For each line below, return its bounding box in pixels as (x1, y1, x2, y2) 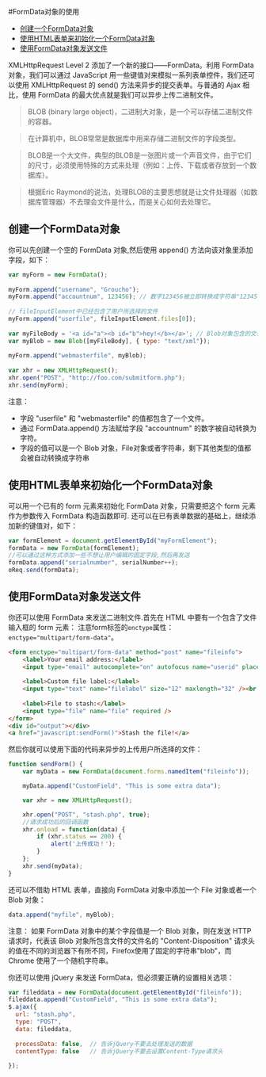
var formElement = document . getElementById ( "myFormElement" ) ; (8, 537, 218, 544)
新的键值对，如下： (14, 521, 78, 530)
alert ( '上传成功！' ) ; (50, 840, 116, 848)
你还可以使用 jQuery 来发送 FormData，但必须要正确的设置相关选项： (8, 972, 235, 982)
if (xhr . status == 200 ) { (36, 833, 123, 841)
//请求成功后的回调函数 (22, 818, 89, 826)
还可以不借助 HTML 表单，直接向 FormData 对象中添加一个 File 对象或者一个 (8, 884, 257, 894)
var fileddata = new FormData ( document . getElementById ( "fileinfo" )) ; (8, 988, 243, 996)
